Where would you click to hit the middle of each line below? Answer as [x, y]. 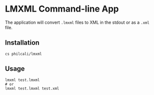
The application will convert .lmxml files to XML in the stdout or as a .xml [77, 22]
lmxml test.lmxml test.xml [32, 88]
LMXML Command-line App [62, 9]
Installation [22, 43]
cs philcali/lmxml [23, 54]
